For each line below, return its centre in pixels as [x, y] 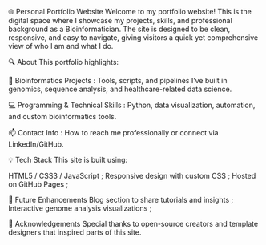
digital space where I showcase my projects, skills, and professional [120, 20]
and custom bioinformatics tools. [62, 116]
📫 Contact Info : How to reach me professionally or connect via [113, 133]
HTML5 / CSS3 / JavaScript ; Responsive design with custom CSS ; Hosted [132, 176]
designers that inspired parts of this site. [75, 232]
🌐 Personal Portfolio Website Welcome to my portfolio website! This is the [130, 12]
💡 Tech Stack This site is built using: [68, 160]
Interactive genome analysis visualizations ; [80, 208]
